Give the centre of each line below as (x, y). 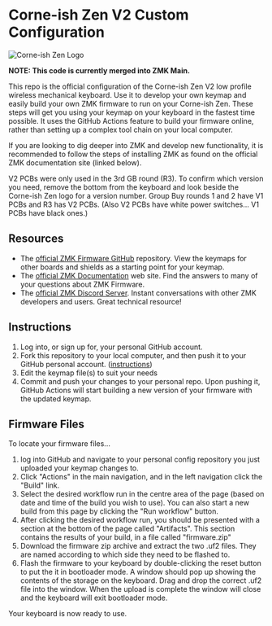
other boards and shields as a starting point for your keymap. (122, 267)
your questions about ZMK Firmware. (82, 284)
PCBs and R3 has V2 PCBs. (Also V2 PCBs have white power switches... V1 (134, 204)
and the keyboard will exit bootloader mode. (94, 598)
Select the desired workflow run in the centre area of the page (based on (142, 494)
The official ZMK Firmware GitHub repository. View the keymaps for (134, 258)
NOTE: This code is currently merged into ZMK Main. (99, 70)
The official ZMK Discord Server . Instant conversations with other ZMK (138, 293)
